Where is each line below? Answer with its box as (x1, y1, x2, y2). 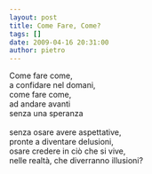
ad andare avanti (9, 99, 71, 109)
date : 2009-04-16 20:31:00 (9, 37, 109, 47)
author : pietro (9, 46, 66, 55)
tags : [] (9, 29, 42, 38)
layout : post (9, 12, 58, 22)
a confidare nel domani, (9, 80, 96, 91)
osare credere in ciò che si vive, (9, 146, 126, 156)
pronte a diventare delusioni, (9, 137, 114, 147)
